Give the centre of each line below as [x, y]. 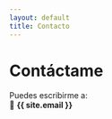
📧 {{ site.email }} [41, 105]
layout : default [39, 18]
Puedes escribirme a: [48, 96]
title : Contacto [39, 26]
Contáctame [56, 71]
